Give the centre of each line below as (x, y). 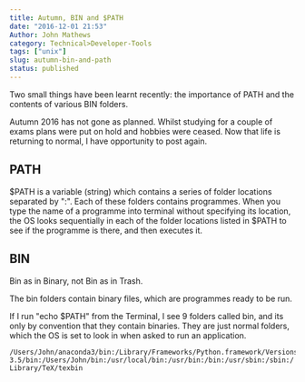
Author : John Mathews (50, 35)
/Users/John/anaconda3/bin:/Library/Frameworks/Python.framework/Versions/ (156, 352)
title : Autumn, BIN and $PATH (67, 18)
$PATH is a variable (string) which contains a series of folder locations (141, 191)
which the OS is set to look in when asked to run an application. (128, 335)
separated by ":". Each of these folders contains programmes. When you (145, 201)
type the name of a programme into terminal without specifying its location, (150, 211)
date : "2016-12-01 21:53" (58, 26)
